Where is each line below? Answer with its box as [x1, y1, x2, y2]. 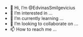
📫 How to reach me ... [10, 26, 57, 32]
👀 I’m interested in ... [10, 10, 53, 16]
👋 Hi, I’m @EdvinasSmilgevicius [10, 5, 75, 10]
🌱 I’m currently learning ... [10, 15, 64, 21]
